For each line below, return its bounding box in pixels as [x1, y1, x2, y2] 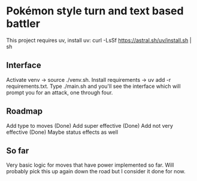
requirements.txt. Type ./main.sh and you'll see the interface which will [6, 82, 181, 90]
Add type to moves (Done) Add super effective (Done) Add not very [6, 122, 174, 129]
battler [6, 17, 41, 30]
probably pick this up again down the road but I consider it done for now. [6, 168, 186, 175]
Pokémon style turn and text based [6, 4, 184, 18]
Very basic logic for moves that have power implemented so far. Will [6, 161, 174, 168]
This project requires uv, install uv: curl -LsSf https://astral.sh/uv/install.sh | [6, 36, 192, 44]
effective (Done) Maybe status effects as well [6, 128, 119, 136]
